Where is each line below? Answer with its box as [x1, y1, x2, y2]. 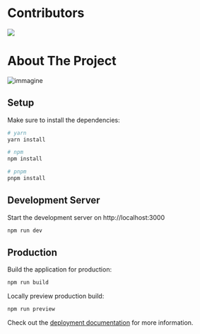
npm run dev [7, 227, 42, 234]
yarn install [7, 136, 46, 143]
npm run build [7, 279, 49, 286]
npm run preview [7, 306, 55, 313]
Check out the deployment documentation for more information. [7, 318, 194, 327]
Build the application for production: [7, 265, 112, 274]
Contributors [7, 5, 85, 21]
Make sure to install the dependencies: [7, 116, 120, 124]
